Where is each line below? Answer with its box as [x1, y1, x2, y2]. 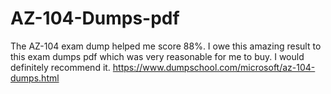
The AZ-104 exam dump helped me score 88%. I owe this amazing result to [10, 40, 322, 52]
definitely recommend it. [10, 61, 111, 73]
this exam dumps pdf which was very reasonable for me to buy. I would [10, 50, 305, 62]
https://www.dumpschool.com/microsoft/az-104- [112, 61, 316, 73]
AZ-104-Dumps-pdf [10, 7, 180, 30]
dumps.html [10, 72, 60, 84]
